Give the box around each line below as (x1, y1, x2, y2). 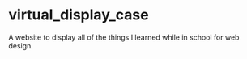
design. (8, 40, 34, 50)
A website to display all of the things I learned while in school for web (8, 32, 240, 42)
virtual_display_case (8, 6, 149, 24)
